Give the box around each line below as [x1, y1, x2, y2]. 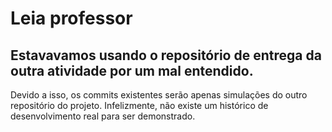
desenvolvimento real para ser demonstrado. [10, 110, 196, 122]
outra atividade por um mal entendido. [10, 62, 254, 79]
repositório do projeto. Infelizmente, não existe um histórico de [10, 100, 269, 111]
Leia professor [10, 7, 133, 30]
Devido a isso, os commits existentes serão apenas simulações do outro [10, 89, 308, 101]
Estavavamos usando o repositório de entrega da [10, 47, 322, 64]
